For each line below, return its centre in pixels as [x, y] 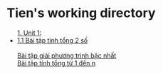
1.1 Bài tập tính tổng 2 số [52, 40]
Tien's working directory [81, 13]
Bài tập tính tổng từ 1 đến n [56, 63]
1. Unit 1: [29, 33]
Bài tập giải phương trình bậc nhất [67, 55]
